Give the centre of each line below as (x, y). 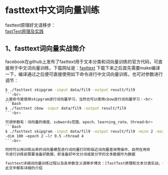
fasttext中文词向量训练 (52, 10)
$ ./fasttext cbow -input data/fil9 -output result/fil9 (66, 108)
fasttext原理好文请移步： (30, 25)
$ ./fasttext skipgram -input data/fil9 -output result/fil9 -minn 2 (79, 131)
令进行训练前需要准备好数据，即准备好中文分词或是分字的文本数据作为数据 (70, 154)
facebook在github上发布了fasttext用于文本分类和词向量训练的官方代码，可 (82, 61)
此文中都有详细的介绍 (24, 168)
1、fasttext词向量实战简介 (45, 49)
